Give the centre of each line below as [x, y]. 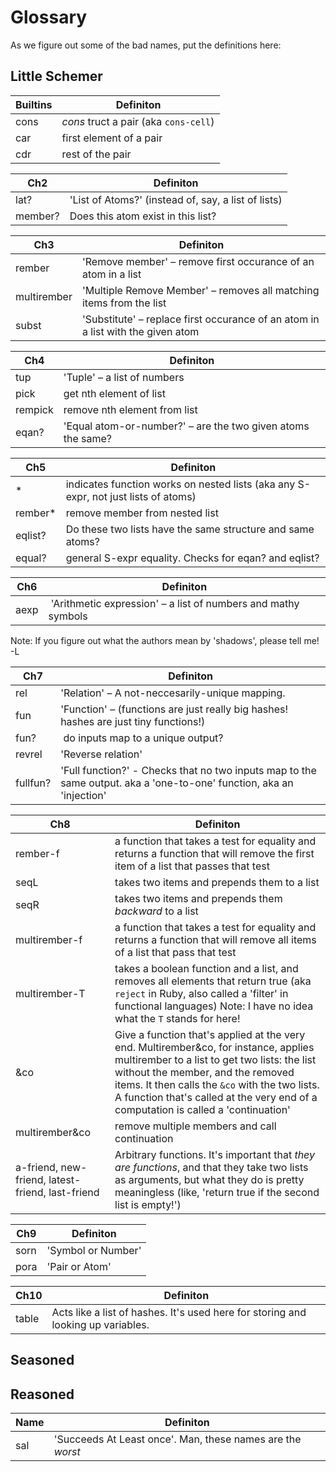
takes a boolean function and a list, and [206, 968]
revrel [29, 754]
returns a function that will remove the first [214, 853]
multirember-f [49, 939]
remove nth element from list [130, 409]
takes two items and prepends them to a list [217, 882]
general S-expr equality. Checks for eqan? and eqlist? [192, 558]
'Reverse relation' [101, 754]
